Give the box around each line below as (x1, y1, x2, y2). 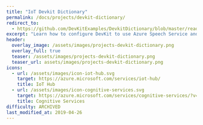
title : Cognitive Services (17, 98, 85, 104)
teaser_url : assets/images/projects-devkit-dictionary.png (11, 59, 164, 65)
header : (6, 37, 26, 43)
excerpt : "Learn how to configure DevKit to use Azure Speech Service (6, 31, 188, 37)
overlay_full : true (11, 48, 61, 54)
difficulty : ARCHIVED (6, 103, 61, 110)
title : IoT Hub (17, 82, 56, 88)
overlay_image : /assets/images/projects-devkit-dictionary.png (11, 43, 174, 49)
